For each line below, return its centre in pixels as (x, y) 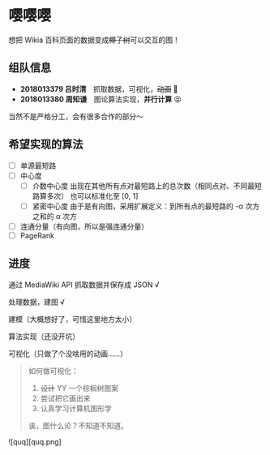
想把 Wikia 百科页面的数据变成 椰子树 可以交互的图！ (94, 40)
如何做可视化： (53, 371)
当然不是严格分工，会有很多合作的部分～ (76, 116)
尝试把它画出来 (65, 398)
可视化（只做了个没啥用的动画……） (68, 354)
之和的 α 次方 (54, 216)
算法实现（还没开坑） (44, 336)
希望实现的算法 (46, 145)
